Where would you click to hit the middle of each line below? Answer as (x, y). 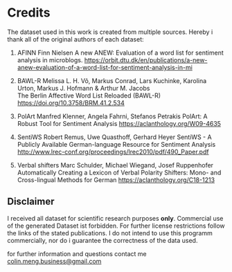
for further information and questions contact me (77, 253)
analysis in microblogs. (50, 60)
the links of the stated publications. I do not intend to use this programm (110, 233)
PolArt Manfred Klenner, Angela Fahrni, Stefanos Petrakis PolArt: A (112, 116)
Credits (29, 13)
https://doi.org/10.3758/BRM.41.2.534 (71, 102)
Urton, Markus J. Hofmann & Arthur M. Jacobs (83, 88)
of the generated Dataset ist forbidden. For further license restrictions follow (116, 226)
